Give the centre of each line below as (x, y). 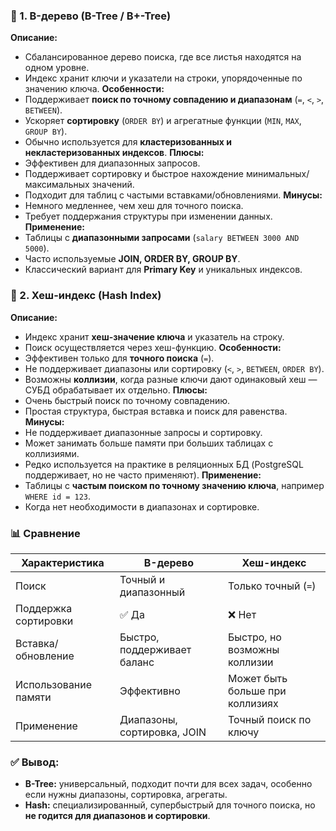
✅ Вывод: (35, 762)
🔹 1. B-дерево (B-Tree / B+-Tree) (91, 16)
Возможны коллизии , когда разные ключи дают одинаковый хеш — (171, 379)
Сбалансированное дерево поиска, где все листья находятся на (163, 57)
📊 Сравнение (45, 533)
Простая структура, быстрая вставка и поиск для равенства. (156, 411)
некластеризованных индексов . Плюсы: (114, 153)
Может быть (257, 678)
